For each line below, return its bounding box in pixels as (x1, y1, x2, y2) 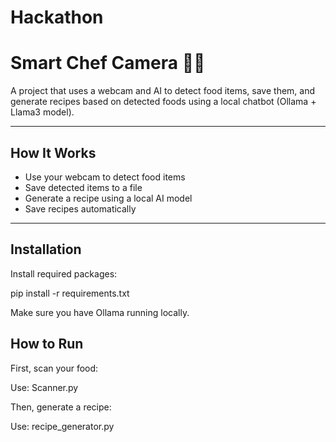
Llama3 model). (10, 106, 75, 118)
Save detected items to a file (24, 181, 143, 193)
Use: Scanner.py (10, 381, 79, 393)
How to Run (10, 336, 84, 353)
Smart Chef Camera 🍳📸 (10, 52, 206, 75)
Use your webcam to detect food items (24, 171, 186, 183)
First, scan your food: (10, 362, 99, 374)
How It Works (10, 144, 97, 161)
